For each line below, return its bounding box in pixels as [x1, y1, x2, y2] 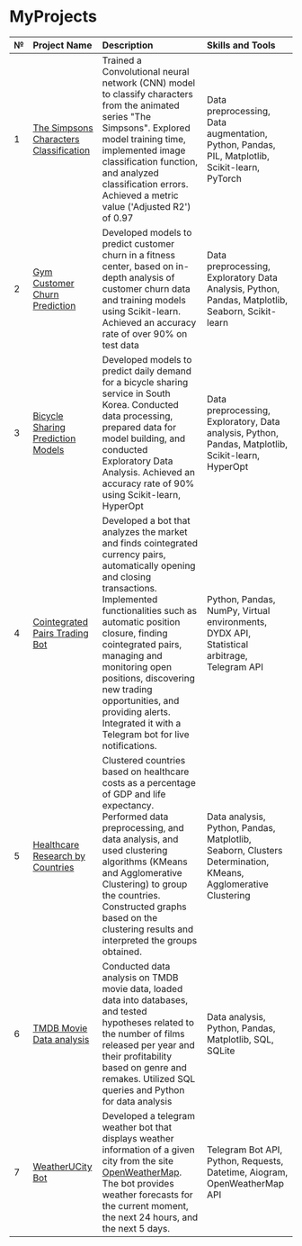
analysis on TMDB [102, 971, 179, 983]
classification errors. [102, 177, 189, 190]
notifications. [102, 739, 157, 752]
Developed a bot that [102, 514, 191, 527]
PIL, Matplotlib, [206, 149, 270, 162]
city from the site [102, 1154, 173, 1167]
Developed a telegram [102, 1109, 196, 1122]
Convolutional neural [102, 65, 190, 77]
